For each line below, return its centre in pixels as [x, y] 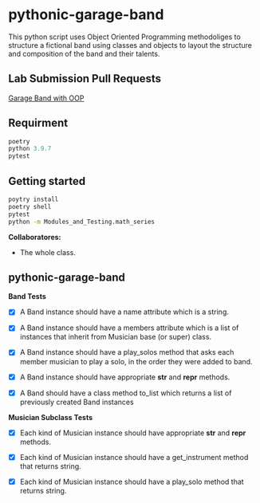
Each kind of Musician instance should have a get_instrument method [134, 457]
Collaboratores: [35, 237]
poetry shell [30, 206]
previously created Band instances [77, 402]
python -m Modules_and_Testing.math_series [82, 222]
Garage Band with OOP [46, 98]
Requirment [38, 123]
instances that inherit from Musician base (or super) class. [116, 337]
